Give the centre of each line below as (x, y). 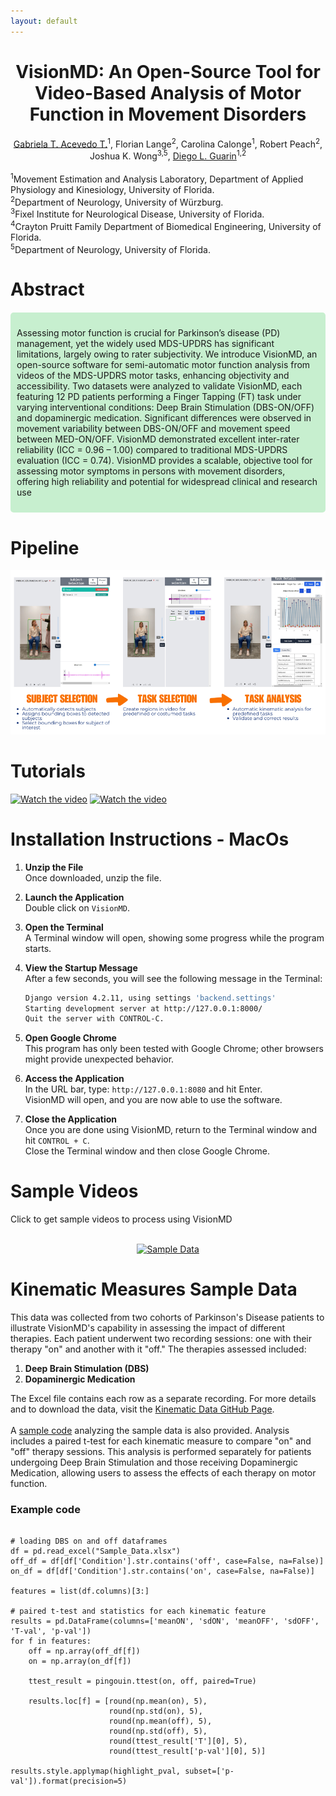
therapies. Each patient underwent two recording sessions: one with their (161, 1339)
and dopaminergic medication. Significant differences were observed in (164, 418)
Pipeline (45, 547)
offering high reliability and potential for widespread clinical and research (167, 482)
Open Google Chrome (70, 1038)
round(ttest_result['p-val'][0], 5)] (187, 1751)
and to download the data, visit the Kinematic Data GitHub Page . (142, 1409)
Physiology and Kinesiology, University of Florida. (112, 189)
